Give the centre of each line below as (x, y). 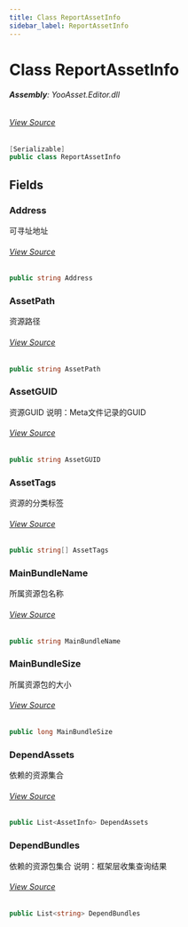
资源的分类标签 (36, 503)
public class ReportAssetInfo (65, 157)
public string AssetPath (55, 369)
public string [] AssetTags (59, 551)
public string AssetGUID (55, 460)
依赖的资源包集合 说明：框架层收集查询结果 (88, 866)
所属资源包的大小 (40, 684)
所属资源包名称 (36, 594)
